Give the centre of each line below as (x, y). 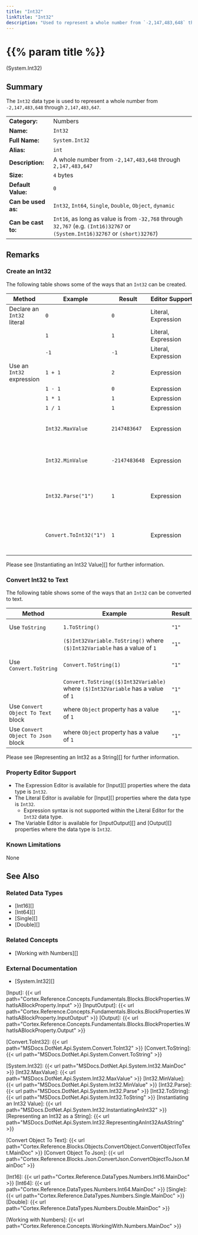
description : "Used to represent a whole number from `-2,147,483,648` (96, 22)
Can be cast (26, 222)
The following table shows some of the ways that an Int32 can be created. (96, 284)
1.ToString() (81, 627)
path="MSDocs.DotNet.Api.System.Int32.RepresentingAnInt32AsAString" (95, 1122)
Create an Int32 (29, 271)
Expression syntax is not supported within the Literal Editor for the (103, 810)
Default (20, 185)
